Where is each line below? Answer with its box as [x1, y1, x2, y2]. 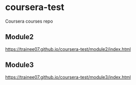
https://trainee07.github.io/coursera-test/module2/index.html [5, 46, 131, 52]
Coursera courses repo [5, 18, 53, 24]
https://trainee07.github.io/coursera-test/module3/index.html [5, 74, 131, 80]
